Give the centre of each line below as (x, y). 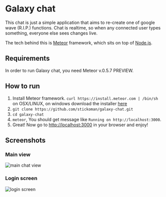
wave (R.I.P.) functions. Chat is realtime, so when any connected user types (83, 27)
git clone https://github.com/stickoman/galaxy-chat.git (73, 109)
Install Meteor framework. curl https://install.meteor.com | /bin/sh (85, 98)
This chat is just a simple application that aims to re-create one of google (80, 22)
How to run (23, 86)
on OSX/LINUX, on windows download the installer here (70, 103)
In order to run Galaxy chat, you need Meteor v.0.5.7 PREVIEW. (69, 70)
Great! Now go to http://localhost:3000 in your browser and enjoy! (80, 125)
